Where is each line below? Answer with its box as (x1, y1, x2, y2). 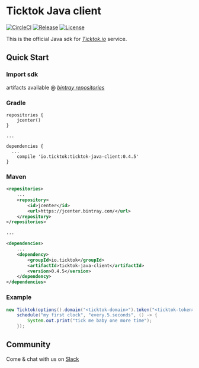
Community (6, 340, 51, 350)
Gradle (6, 99, 26, 107)
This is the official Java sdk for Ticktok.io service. (6, 35, 127, 42)
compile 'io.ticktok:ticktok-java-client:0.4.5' (17, 153, 139, 160)
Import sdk (6, 70, 38, 78)
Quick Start (6, 52, 49, 63)
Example (6, 293, 32, 302)
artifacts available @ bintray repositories (6, 84, 105, 91)
